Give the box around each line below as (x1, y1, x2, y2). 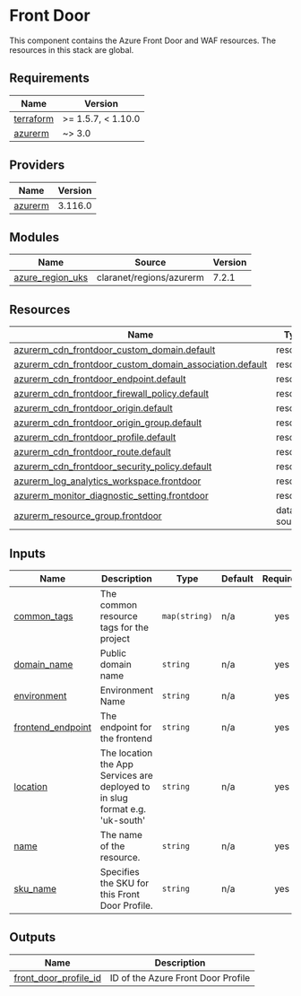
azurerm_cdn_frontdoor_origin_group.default (13, 416, 202, 429)
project (99, 633, 130, 644)
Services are (99, 769, 154, 782)
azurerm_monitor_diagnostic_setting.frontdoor (13, 490, 209, 502)
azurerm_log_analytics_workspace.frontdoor (13, 475, 202, 487)
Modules (9, 230, 60, 245)
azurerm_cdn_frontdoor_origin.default (13, 402, 173, 415)
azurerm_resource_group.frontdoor (13, 510, 163, 522)
